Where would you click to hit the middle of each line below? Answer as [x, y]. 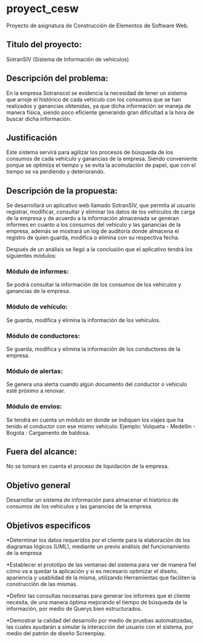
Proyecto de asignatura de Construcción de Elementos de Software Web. [98, 25]
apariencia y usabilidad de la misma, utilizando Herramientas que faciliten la [101, 577]
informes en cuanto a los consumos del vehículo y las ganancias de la [94, 225]
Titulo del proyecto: [44, 45]
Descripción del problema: [57, 79]
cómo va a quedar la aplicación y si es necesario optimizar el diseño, [92, 571]
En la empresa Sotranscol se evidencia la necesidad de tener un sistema [97, 93]
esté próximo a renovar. [36, 391]
